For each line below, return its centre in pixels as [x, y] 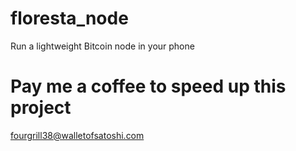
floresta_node [69, 18]
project [41, 108]
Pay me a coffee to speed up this [148, 86]
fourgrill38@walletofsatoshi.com [77, 135]
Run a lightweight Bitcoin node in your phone [102, 46]
